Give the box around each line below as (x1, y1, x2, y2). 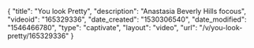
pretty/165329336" (7, 31, 69, 40)
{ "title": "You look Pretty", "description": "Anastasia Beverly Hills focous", (7, 7, 246, 15)
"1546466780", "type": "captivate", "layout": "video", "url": (7, 23, 198, 32)
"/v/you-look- (199, 23, 243, 32)
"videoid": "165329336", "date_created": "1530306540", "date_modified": (7, 15, 247, 24)
